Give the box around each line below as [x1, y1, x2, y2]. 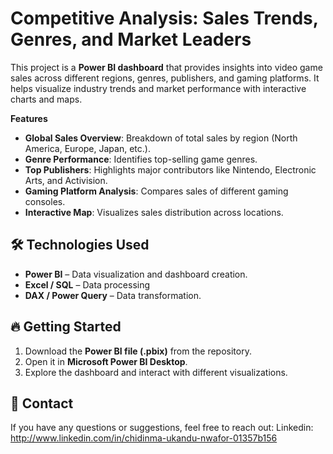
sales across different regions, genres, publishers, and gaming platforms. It [10, 72, 320, 84]
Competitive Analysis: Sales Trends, [10, 7, 319, 30]
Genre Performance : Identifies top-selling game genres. [24, 153, 258, 165]
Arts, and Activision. [24, 174, 108, 186]
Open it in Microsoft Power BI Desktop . [24, 355, 188, 367]
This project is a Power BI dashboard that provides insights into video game [10, 61, 323, 73]
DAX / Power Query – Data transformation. [24, 289, 202, 301]
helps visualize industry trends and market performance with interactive [10, 82, 307, 94]
